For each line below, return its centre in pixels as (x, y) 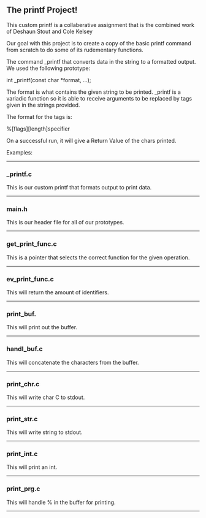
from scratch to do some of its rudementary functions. (75, 50)
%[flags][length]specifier (38, 129)
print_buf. (21, 314)
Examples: (19, 152)
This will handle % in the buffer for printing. (61, 502)
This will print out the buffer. (42, 327)
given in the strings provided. (43, 105)
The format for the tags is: (39, 116)
